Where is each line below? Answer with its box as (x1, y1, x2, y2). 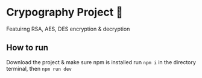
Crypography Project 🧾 (6, 5, 124, 19)
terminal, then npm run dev (6, 65, 72, 72)
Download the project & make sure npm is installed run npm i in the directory (6, 58, 196, 65)
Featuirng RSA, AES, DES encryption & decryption (6, 25, 130, 32)
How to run (6, 43, 49, 53)
